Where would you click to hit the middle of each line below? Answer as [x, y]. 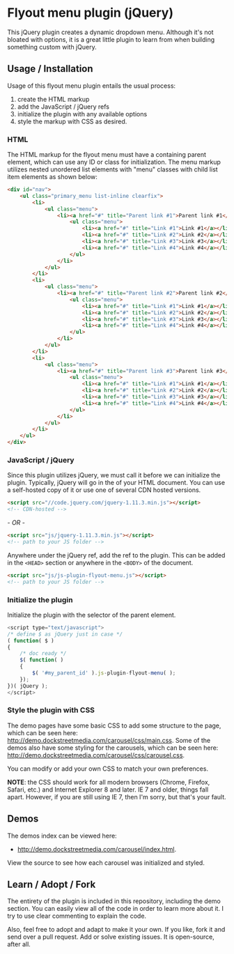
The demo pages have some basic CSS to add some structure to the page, [114, 725]
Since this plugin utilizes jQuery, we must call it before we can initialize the [114, 475]
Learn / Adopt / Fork [52, 885]
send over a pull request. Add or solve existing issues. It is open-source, [111, 937]
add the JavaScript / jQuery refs [63, 107]
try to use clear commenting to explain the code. [77, 916]
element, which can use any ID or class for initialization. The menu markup [114, 162]
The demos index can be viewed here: [62, 836]
